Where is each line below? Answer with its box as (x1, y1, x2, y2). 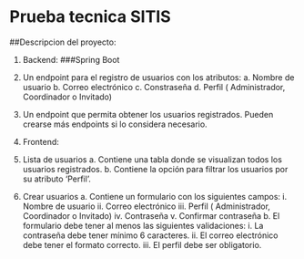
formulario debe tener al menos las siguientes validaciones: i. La (22, 220, 264, 231)
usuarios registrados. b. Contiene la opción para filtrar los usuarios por (22, 163, 289, 174)
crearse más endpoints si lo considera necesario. (22, 119, 208, 129)
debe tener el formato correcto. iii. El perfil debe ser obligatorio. (22, 239, 262, 250)
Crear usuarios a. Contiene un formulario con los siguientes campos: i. (22, 191, 288, 202)
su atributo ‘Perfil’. (22, 173, 91, 184)
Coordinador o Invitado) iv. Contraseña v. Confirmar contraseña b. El (22, 210, 280, 221)
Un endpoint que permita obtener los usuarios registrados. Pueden (22, 109, 274, 119)
